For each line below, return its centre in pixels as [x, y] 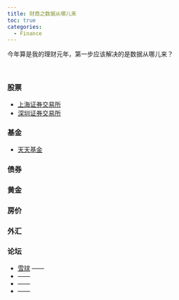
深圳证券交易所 [39, 113]
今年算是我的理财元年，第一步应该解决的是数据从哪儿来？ [90, 54]
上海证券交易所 [39, 104]
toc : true [22, 20]
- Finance [28, 33]
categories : [25, 27]
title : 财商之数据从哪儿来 [42, 14]
